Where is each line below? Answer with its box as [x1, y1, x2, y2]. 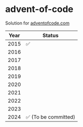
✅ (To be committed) [26, 113, 75, 120]
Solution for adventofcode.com [5, 20, 69, 26]
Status [42, 31, 59, 38]
